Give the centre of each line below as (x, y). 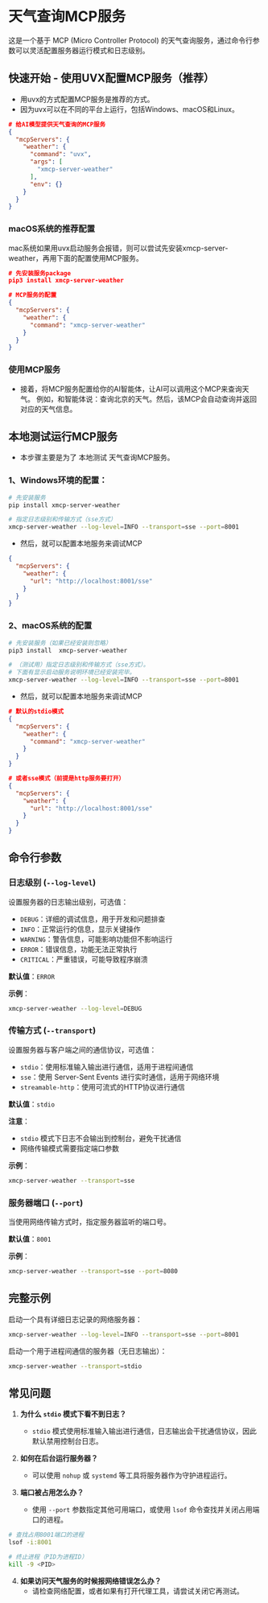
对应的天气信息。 (48, 409)
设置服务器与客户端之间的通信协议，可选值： (82, 1049)
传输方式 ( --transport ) (52, 1031)
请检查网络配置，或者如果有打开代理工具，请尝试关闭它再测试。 (138, 1591)
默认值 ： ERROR (31, 976)
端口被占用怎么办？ (52, 1493)
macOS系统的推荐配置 (52, 229)
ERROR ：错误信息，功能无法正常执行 (78, 949)
